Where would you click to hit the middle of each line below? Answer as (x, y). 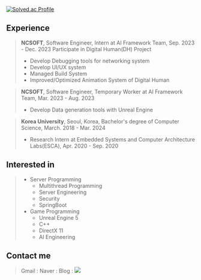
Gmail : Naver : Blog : (47, 271)
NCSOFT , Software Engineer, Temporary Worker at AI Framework (102, 92)
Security (49, 198)
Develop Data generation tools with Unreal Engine (91, 110)
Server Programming (56, 179)
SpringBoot (53, 205)
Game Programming (55, 211)
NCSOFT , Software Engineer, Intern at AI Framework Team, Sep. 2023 (108, 43)
